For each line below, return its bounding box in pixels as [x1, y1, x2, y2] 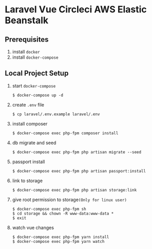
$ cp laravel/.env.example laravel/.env [12, 112, 100, 117]
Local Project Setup [5, 69, 69, 78]
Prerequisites [5, 35, 49, 44]
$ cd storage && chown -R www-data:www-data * [12, 211, 114, 216]
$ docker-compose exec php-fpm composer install [12, 130, 119, 136]
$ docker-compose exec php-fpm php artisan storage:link [12, 187, 137, 192]
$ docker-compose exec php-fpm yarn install [12, 234, 109, 240]
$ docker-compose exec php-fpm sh [12, 206, 86, 211]
